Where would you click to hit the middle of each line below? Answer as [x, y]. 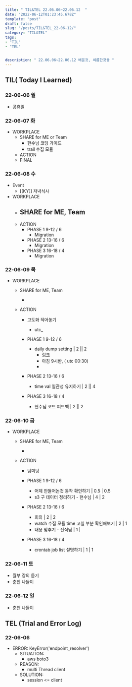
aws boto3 [38, 659]
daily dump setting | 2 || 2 [61, 349]
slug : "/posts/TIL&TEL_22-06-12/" [41, 28]
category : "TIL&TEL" [26, 33]
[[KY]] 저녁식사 [34, 191]
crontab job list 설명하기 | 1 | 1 [64, 550]
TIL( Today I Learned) [39, 80]
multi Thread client [46, 670]
